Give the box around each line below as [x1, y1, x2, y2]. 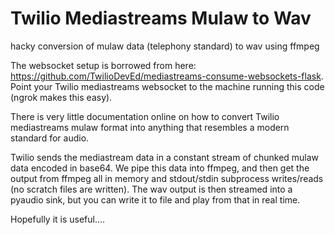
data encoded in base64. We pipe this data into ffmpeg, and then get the [10, 162, 310, 174]
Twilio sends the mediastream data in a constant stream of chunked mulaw [10, 151, 320, 163]
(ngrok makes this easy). [10, 91, 113, 103]
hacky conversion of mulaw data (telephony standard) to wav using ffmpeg [10, 40, 320, 52]
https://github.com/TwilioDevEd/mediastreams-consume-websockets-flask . [10, 70, 324, 82]
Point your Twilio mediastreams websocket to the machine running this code [10, 80, 325, 92]
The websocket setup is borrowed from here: [10, 59, 197, 71]
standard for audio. [10, 132, 90, 144]
